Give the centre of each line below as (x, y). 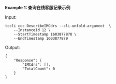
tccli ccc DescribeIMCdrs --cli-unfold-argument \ (58, 26)
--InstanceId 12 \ (32, 30)
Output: (13, 47)
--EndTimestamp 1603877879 (41, 38)
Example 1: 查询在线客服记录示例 (38, 7)
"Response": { (28, 60)
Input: (11, 17)
